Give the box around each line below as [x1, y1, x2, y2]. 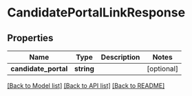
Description [100, 53, 140, 62]
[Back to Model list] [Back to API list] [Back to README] [7, 82, 165, 90]
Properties [7, 32, 54, 44]
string [74, 64, 95, 73]
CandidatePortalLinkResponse [7, 5, 186, 21]
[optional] [147, 64, 179, 73]
